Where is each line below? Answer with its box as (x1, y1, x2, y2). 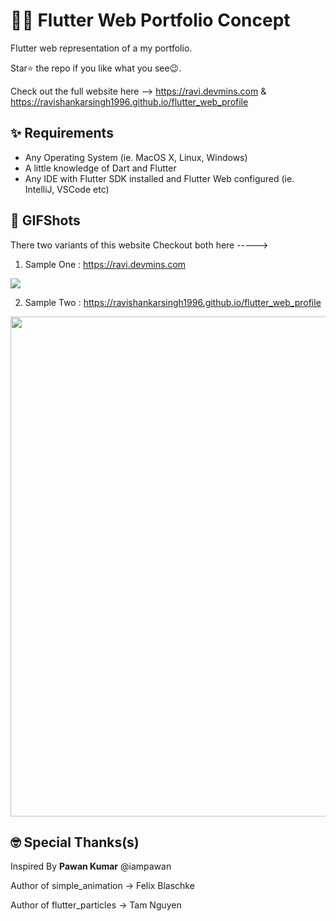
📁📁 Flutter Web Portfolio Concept (10, 9, 291, 32)
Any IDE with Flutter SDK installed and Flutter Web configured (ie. (24, 172, 295, 184)
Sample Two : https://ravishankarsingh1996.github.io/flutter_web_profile (24, 296, 322, 308)
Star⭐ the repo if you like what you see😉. (10, 62, 182, 74)
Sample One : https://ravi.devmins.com (24, 258, 187, 270)
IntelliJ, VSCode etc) (24, 183, 110, 195)
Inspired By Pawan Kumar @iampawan (10, 860, 172, 873)
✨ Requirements (10, 125, 114, 142)
